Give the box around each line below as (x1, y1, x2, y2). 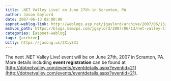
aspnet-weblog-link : (5, 21, 49, 27)
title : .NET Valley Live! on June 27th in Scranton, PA (5, 7, 126, 13)
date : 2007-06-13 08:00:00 (5, 17, 63, 22)
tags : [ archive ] (5, 36, 40, 41)
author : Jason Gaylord (5, 12, 53, 17)
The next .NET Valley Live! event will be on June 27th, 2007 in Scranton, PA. (5, 54, 164, 60)
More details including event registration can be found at (5, 59, 126, 65)
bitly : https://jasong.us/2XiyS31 (5, 40, 79, 45)
